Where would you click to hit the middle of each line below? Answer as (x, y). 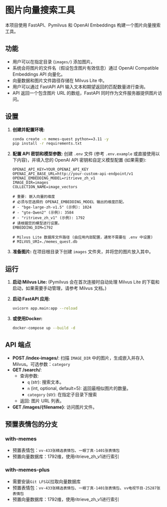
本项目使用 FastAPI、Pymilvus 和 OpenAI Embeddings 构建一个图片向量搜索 (83, 25)
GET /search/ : (27, 370)
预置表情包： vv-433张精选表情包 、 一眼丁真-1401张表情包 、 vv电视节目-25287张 (86, 487)
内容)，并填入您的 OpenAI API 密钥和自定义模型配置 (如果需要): (82, 160)
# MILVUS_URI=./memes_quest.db (45, 242)
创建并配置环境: (28, 129)
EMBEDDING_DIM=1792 (33, 228)
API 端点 (18, 345)
